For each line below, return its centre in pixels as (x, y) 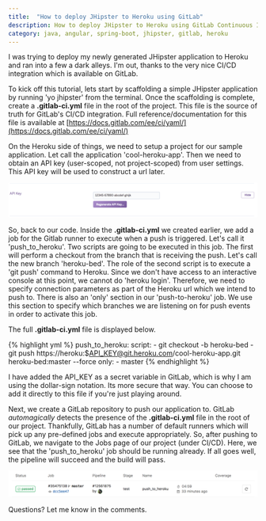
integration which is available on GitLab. (73, 74)
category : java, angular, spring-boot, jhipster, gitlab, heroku (118, 33)
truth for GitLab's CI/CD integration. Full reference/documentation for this (127, 114)
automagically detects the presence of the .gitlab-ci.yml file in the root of (129, 418)
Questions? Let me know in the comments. (78, 509)
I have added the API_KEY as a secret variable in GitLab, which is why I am (130, 377)
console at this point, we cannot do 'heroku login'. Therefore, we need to (127, 280)
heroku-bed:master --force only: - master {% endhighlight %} (109, 362)
